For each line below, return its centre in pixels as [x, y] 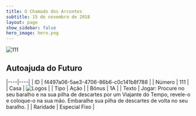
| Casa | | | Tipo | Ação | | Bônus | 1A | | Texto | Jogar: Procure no [95, 88]
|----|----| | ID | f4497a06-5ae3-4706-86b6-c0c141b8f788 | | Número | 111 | [97, 82]
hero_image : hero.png [32, 33]
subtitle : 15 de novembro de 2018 [48, 17]
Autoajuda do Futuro [44, 68]
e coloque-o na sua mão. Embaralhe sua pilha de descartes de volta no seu [97, 100]
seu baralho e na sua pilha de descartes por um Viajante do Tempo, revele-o [98, 94]
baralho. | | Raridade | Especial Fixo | [50, 107]
